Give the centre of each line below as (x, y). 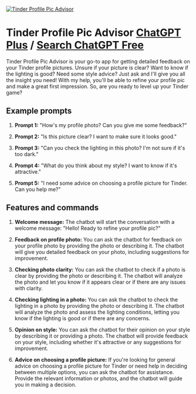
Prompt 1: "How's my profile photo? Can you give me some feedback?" (101, 125)
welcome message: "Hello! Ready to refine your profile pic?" (87, 228)
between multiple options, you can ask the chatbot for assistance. (94, 372)
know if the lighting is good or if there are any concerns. (82, 318)
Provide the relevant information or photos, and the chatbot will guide (99, 378)
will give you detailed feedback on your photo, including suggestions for (102, 252)
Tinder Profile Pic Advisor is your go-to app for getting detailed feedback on (98, 61)
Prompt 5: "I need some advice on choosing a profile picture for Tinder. (101, 183)
